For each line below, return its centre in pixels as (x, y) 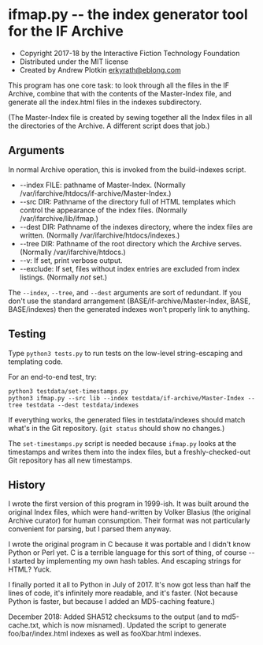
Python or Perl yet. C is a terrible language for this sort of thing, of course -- (131, 553)
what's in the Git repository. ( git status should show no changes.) (117, 428)
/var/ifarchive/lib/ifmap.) (59, 218)
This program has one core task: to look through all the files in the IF (119, 85)
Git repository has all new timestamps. (70, 460)
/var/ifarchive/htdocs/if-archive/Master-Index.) (95, 193)
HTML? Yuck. (30, 569)
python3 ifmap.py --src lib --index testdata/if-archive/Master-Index (126, 398)
